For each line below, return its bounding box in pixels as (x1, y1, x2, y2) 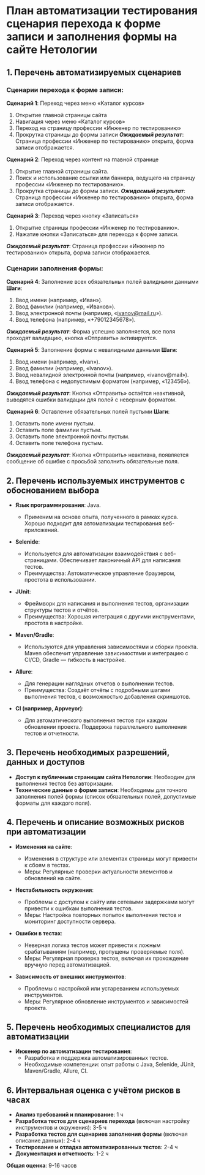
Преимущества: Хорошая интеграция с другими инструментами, (24, 612, 196, 620)
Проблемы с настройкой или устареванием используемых (24, 984, 179, 992)
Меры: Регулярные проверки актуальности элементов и (24, 868, 173, 875)
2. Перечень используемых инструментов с (6, 476, 185, 486)
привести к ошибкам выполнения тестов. (24, 905, 133, 912)
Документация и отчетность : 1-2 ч (15, 1150, 109, 1157)
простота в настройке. (24, 619, 84, 626)
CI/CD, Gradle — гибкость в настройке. (24, 656, 127, 663)
